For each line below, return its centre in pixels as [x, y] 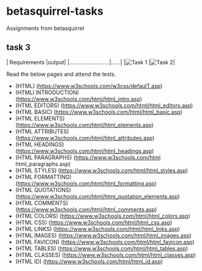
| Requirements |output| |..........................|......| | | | [91, 62]
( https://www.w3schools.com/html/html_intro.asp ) [79, 98]
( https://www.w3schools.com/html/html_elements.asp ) [84, 125]
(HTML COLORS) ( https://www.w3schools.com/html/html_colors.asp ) [103, 216]
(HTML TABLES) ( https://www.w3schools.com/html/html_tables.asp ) [102, 248]
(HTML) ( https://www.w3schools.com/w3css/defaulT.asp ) [89, 86]
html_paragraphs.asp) [43, 164]
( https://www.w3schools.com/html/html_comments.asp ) [86, 209]
